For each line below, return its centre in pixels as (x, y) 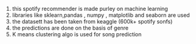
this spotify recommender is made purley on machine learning (90, 9)
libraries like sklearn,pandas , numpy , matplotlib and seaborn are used (101, 15)
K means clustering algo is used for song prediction (77, 34)
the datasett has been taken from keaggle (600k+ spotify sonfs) (92, 21)
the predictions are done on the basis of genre (70, 28)
